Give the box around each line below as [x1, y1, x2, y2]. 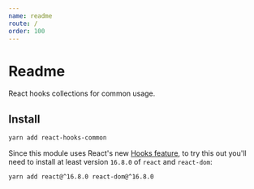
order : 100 [8, 27, 45, 35]
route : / [8, 19, 38, 28]
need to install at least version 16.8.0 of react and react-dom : [8, 157, 213, 166]
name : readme [8, 11, 53, 20]
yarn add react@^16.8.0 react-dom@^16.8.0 [8, 173, 154, 181]
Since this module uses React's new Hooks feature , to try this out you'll [8, 148, 247, 158]
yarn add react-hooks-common [8, 134, 107, 142]
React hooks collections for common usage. [8, 88, 156, 98]
